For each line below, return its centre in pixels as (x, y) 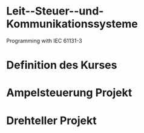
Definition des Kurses (62, 65)
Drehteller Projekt (51, 121)
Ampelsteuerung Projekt (69, 93)
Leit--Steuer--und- (55, 11)
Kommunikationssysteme (72, 24)
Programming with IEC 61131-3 (44, 41)
